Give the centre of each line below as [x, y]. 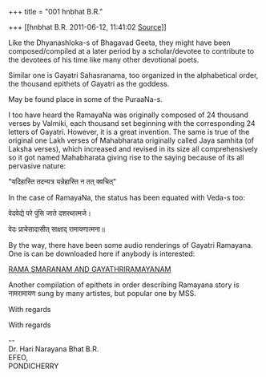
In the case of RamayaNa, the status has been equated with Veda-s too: [127, 197]
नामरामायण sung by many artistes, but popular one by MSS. [102, 293]
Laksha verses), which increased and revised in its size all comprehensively [133, 149]
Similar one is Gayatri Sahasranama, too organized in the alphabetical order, [133, 75]
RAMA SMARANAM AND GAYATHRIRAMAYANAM [90, 269]
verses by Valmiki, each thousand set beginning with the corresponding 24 [132, 123]
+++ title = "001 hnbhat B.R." [56, 12]
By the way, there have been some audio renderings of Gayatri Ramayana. [131, 245]
